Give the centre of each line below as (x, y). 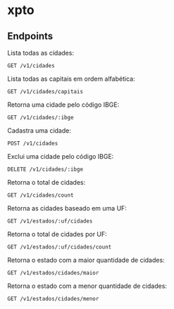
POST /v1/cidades (33, 143)
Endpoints (30, 36)
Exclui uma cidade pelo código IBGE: (61, 156)
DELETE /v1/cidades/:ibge (45, 169)
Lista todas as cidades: (41, 53)
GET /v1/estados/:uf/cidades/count (60, 247)
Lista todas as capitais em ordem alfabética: (71, 79)
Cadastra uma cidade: (39, 131)
